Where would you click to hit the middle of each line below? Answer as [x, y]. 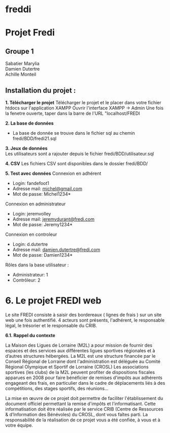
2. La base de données [30, 123]
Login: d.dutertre [30, 244]
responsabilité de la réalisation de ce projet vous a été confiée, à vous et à [83, 420]
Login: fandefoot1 [31, 183]
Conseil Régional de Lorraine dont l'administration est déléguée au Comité [83, 361]
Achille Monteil [21, 74]
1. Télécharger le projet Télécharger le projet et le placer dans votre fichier [83, 102]
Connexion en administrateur [36, 204]
